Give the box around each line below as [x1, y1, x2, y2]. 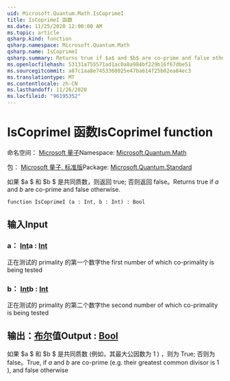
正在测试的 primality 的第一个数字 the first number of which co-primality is [7, 258, 214, 266]
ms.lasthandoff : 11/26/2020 [7, 86, 88, 93]
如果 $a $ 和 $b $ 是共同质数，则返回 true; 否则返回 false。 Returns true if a [7, 177, 219, 186]
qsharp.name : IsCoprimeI [7, 49, 78, 56]
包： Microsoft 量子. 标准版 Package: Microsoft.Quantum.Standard [7, 162, 192, 171]
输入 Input [7, 219, 48, 230]
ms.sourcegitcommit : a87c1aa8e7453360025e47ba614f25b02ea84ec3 [7, 67, 192, 74]
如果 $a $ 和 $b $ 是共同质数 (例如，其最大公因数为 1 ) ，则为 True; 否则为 [7, 349, 216, 358]
